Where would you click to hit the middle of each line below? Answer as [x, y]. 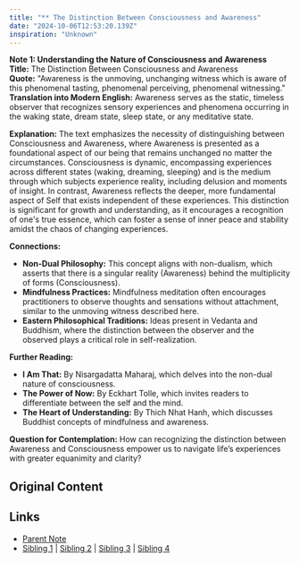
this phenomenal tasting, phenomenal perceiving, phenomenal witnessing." [147, 88]
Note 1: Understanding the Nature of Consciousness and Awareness [138, 60]
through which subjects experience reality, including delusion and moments [148, 182]
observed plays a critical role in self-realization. [109, 340]
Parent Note [44, 539]
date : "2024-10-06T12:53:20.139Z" [74, 26]
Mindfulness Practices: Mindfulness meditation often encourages [144, 293]
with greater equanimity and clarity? [75, 458]
